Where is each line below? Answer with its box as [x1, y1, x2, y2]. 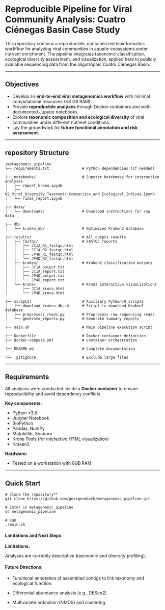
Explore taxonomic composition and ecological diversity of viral [12, 114, 145, 120]
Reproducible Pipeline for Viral [5, 3, 133, 15]
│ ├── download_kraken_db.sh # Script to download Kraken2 [5, 303, 144, 308]
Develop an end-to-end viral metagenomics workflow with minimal [12, 93, 150, 99]
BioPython [12, 421, 33, 426]
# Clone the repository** [5, 492, 58, 497]
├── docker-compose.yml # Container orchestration [5, 338, 137, 343]
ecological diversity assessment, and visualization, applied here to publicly [5, 56, 156, 62]
